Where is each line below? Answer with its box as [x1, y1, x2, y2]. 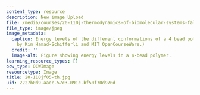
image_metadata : [6, 31, 46, 37]
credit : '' [11, 47, 39, 53]
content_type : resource [6, 8, 65, 15]
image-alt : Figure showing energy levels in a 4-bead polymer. [11, 53, 171, 58]
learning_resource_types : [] [6, 58, 79, 64]
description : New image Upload [6, 14, 84, 20]
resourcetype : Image [6, 69, 58, 75]
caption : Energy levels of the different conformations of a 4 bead [11, 36, 185, 42]
